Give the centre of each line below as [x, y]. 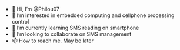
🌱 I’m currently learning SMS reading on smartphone [75, 28]
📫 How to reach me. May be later [53, 41]
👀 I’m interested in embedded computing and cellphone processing [93, 15]
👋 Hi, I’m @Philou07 [36, 9]
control [20, 21]
